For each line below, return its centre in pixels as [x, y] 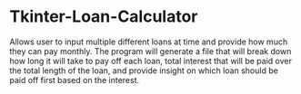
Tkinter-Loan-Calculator [104, 17]
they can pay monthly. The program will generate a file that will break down [150, 51]
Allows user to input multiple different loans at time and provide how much [149, 42]
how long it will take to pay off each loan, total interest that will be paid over [151, 61]
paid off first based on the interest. [75, 80]
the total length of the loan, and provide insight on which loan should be [144, 70]
